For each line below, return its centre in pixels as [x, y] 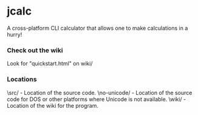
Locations [22, 79]
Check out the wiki [35, 50]
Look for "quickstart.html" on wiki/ [50, 64]
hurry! [15, 34]
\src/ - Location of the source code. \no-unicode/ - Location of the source [100, 92]
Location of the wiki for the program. [53, 105]
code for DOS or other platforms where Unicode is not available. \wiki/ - [97, 99]
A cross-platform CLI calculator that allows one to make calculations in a [97, 28]
